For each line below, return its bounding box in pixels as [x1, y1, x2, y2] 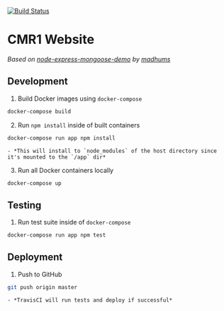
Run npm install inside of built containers [17, 120, 140, 129]
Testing [7, 199, 42, 211]
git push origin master [7, 283, 78, 290]
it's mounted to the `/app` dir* [7, 153, 106, 161]
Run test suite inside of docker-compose [17, 218, 131, 227]
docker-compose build [7, 108, 72, 115]
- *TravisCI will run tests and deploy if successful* [7, 296, 173, 304]
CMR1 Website [7, 32, 94, 47]
